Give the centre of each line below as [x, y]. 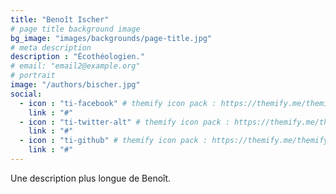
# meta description [51, 47]
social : [26, 94]
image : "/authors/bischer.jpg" [75, 85]
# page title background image [75, 29]
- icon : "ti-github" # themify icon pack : [113, 141]
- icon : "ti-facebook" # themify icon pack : [118, 103]
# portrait [33, 76]
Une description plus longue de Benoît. [91, 178]
